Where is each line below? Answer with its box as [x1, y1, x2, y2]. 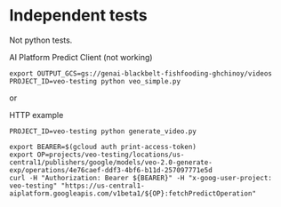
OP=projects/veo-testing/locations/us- [36, 150, 185, 159]
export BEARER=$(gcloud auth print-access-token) [9, 142, 197, 151]
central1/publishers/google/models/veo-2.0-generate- [9, 157, 213, 167]
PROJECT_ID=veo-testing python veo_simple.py [9, 76, 181, 85]
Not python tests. [9, 35, 73, 45]
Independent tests [9, 5, 149, 26]
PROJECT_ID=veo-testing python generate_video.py [9, 126, 197, 136]
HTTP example [9, 109, 64, 120]
